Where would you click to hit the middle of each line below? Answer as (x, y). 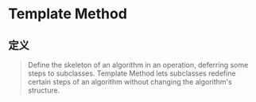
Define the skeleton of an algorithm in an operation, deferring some (138, 65)
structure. (44, 90)
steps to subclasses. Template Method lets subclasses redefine (132, 73)
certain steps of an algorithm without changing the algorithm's (130, 82)
